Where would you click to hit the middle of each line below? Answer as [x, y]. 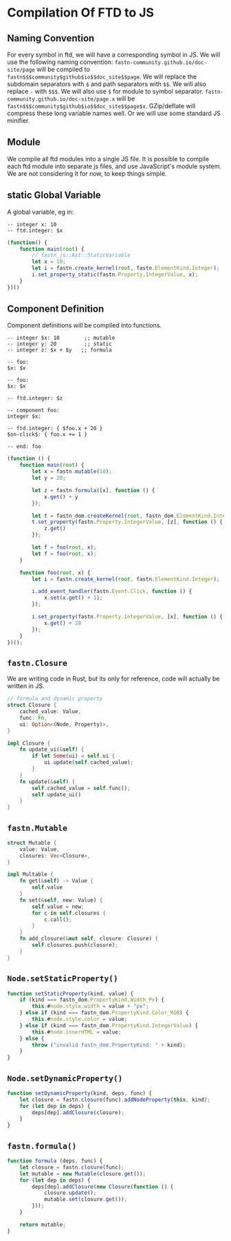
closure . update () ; [70, 1193]
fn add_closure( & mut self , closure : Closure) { [89, 939]
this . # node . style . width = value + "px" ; [90, 1007]
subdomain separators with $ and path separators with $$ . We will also [107, 84]
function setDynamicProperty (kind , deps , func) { [80, 1093]
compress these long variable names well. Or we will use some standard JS [114, 113]
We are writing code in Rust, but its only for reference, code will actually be [113, 679]
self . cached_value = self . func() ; [81, 788]
